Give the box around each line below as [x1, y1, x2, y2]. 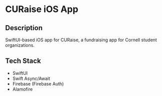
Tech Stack [5, 57, 41, 65]
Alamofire [12, 86, 33, 92]
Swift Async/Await [12, 75, 50, 81]
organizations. [5, 42, 35, 48]
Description [5, 24, 43, 32]
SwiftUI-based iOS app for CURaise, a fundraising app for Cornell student [5, 37, 157, 43]
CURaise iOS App [5, 4, 79, 15]
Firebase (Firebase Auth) [12, 80, 64, 86]
